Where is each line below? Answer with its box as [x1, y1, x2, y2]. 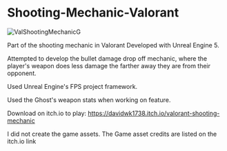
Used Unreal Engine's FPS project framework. [7, 82, 138, 90]
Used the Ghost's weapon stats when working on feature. [7, 95, 171, 104]
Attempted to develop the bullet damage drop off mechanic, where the [7, 54, 208, 63]
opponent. [7, 69, 37, 77]
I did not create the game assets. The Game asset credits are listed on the [7, 130, 217, 138]
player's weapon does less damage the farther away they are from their [7, 61, 211, 70]
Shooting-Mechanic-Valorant [7, 5, 179, 21]
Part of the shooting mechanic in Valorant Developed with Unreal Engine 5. [7, 41, 219, 49]
